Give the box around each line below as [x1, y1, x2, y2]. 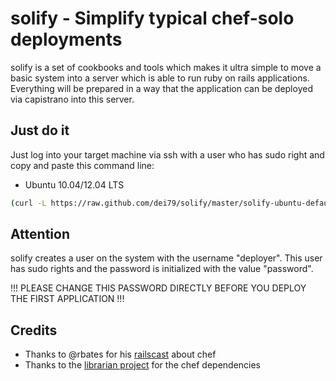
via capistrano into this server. [10, 93, 135, 105]
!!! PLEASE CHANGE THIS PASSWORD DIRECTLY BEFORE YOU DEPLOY [10, 282, 307, 294]
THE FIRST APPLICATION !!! [10, 293, 125, 305]
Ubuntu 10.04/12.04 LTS [24, 178, 125, 191]
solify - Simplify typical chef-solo [10, 7, 295, 30]
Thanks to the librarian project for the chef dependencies [24, 359, 262, 371]
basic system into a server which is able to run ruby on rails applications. [10, 72, 310, 84]
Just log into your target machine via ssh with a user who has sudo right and [10, 148, 325, 161]
